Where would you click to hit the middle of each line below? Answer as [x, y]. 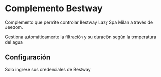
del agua [14, 42]
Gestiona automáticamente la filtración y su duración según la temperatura [80, 37]
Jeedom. [14, 27]
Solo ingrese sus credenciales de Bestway [48, 69]
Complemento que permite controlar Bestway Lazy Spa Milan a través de [79, 22]
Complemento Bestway [54, 9]
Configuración [28, 58]
